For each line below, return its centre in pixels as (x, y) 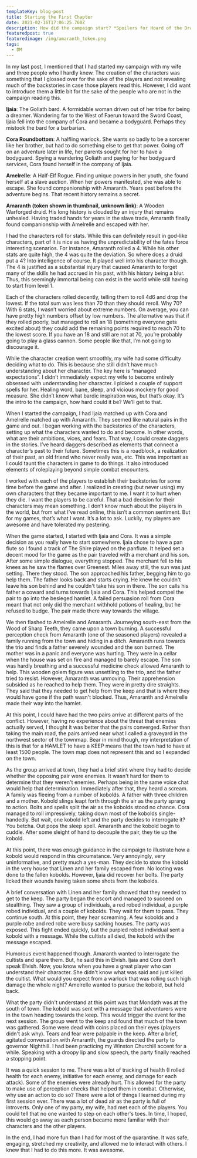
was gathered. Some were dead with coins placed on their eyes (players (93, 1027)
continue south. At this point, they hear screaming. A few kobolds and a (92, 917)
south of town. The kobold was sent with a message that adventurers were (96, 1008)
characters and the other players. (46, 1126)
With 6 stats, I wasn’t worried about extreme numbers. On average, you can (97, 309)
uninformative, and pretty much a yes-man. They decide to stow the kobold (97, 862)
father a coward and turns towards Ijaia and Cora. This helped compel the (95, 592)
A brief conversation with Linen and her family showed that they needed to (96, 892)
